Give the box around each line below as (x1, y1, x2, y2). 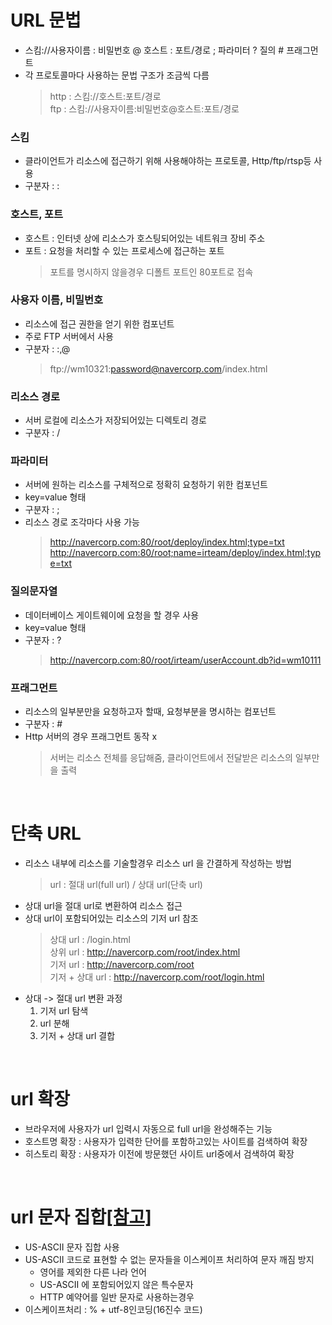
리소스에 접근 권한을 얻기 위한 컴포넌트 (24, 317, 175, 330)
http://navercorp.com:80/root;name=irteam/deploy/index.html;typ (49, 547, 322, 559)
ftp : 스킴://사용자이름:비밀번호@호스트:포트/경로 (49, 102, 240, 115)
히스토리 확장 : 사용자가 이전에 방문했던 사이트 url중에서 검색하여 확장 (24, 1147, 295, 1160)
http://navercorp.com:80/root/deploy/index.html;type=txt (49, 536, 285, 548)
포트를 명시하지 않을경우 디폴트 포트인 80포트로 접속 (49, 266, 254, 278)
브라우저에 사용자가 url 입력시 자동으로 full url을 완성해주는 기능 (24, 1122, 273, 1135)
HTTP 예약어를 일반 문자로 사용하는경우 (39, 1291, 195, 1303)
